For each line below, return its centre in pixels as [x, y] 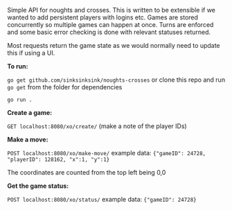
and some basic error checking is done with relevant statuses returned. [109, 32]
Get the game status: [38, 186]
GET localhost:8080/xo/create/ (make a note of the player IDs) [97, 126]
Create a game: [30, 113]
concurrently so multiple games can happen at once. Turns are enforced [110, 25]
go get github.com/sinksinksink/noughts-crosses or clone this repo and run [116, 80]
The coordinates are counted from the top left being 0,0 [87, 172]
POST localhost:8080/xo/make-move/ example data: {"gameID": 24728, [107, 153]
